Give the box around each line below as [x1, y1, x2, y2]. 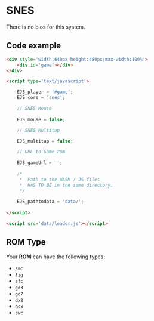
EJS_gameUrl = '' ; [17, 160, 63, 166]
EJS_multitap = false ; [17, 138, 73, 144]
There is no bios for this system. [6, 23, 85, 30]
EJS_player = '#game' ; [17, 89, 73, 95]
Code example [6, 41, 61, 51]
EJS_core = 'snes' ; [17, 95, 66, 101]
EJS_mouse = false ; [17, 116, 66, 122]
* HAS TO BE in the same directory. [19, 182, 113, 188]
